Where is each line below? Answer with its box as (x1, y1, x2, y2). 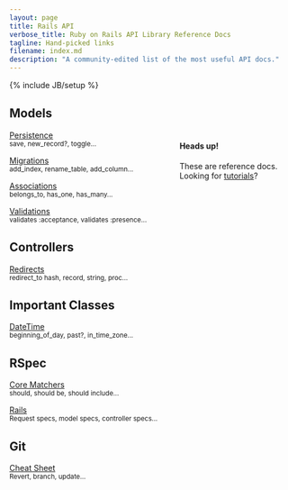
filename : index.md (9, 47, 83, 56)
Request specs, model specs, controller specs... (9, 414, 158, 423)
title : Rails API (9, 22, 75, 31)
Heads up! (179, 141, 219, 151)
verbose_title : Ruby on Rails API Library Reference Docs (9, 30, 231, 39)
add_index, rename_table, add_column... (9, 164, 134, 174)
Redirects (9, 263, 45, 275)
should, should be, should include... (9, 389, 120, 398)
